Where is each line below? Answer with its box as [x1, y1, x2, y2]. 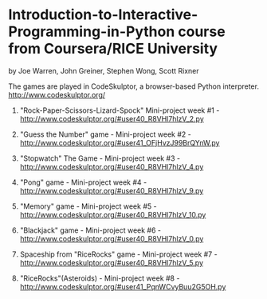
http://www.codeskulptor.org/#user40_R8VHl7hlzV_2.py [19, 114, 205, 123]
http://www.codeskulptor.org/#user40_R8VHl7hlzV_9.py [19, 185, 204, 195]
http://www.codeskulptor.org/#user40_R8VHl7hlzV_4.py [19, 161, 204, 171]
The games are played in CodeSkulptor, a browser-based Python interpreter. [8, 82, 259, 91]
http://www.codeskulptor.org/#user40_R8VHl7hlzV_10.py [19, 209, 206, 219]
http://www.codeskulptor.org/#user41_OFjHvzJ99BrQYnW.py [19, 138, 220, 147]
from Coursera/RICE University [8, 40, 218, 58]
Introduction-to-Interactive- [8, 6, 198, 24]
